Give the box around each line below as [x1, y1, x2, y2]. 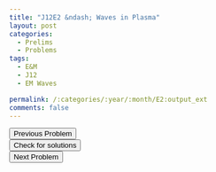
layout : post [9, 21, 58, 30]
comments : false [9, 103, 69, 112]
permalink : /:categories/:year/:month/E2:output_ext [9, 95, 208, 104]
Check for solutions [13, 141, 77, 151]
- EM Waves [17, 79, 58, 88]
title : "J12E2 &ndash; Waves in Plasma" [9, 12, 161, 22]
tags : [9, 54, 29, 63]
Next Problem [13, 152, 59, 162]
